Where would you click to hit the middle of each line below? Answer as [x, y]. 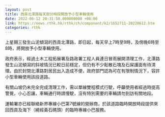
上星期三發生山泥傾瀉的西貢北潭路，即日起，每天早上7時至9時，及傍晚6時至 [82, 42]
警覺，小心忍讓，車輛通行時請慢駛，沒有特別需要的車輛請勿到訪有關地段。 [80, 94]
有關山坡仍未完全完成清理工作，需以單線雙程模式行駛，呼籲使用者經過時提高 [82, 87]
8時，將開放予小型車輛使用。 [34, 48]
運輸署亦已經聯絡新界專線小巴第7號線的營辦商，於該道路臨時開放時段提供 [79, 104]
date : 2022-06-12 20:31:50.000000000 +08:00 [51, 19]
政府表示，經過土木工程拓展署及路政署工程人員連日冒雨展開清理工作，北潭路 [82, 58]
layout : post [18, 10]
